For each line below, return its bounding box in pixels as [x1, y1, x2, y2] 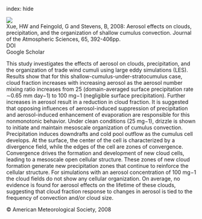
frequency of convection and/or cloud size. [6, 194, 113, 201]
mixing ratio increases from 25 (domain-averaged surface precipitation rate [6, 85, 194, 93]
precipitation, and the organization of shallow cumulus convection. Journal [6, 29, 192, 36]
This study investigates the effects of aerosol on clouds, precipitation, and [6, 60, 191, 67]
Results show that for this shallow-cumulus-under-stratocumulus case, [6, 73, 183, 80]
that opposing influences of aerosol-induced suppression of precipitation [6, 105, 188, 112]
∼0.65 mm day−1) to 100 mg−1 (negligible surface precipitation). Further [6, 92, 186, 99]
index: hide [6, 5, 34, 12]
